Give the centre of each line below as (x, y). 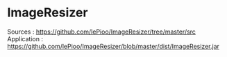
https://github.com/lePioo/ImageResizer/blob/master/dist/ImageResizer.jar (113, 46)
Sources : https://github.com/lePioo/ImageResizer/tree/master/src (102, 32)
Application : (25, 38)
